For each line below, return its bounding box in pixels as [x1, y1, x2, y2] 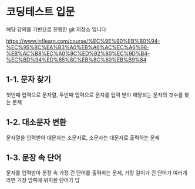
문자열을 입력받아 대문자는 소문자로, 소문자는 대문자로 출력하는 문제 [6, 134, 160, 141]
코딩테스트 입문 [6, 5, 75, 19]
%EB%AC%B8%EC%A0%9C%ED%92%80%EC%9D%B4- [6, 50, 150, 57]
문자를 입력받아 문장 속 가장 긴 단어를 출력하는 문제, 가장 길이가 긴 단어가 [6, 169, 172, 176]
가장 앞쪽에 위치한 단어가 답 [16, 177, 80, 184]
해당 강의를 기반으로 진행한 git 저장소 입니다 [6, 26, 107, 33]
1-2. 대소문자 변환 [6, 118, 66, 128]
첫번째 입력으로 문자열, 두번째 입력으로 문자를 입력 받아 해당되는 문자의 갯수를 [6, 91, 183, 98]
